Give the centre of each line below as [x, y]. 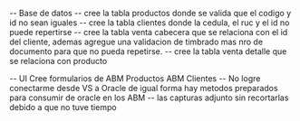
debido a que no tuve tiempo [63, 107]
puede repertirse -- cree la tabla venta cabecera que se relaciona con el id [149, 32]
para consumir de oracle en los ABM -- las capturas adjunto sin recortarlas [149, 98]
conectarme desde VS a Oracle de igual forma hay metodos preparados [144, 88]
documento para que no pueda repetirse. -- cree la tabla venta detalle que [148, 51]
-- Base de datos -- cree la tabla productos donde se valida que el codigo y [150, 13]
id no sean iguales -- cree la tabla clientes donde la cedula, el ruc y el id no [150, 23]
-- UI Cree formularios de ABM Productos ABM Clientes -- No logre [135, 79]
